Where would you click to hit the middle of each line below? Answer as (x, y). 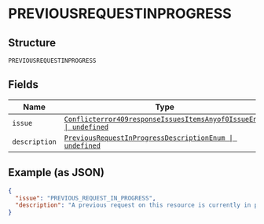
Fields (24, 84)
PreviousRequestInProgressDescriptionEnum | (148, 138)
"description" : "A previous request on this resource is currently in (133, 205)
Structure (32, 43)
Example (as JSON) (56, 173)
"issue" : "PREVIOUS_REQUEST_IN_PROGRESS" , (86, 198)
